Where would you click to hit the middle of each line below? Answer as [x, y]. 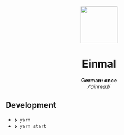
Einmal [99, 64]
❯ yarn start [30, 126]
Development [31, 105]
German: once [99, 80]
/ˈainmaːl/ [99, 86]
